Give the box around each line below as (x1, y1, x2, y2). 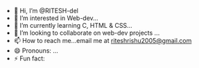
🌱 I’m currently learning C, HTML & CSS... (13, 22, 133, 29)
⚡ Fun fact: (13, 54, 45, 62)
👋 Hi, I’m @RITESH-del (13, 7, 78, 15)
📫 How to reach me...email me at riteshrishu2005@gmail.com (13, 37, 192, 44)
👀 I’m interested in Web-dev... (13, 14, 98, 22)
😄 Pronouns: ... (13, 46, 59, 55)
